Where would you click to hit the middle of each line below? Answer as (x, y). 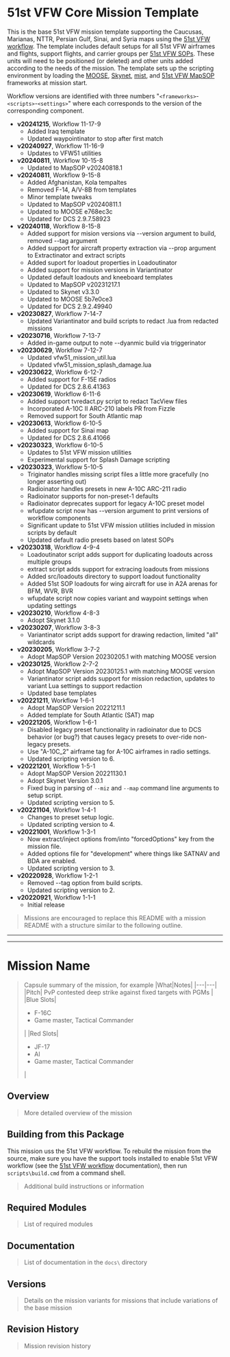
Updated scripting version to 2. (71, 890)
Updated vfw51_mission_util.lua (72, 357)
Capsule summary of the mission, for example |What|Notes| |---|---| (120, 985)
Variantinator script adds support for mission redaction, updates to (121, 678)
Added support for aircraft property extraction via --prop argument (122, 248)
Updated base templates (62, 693)
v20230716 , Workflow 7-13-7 (59, 335)
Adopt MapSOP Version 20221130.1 (77, 773)
